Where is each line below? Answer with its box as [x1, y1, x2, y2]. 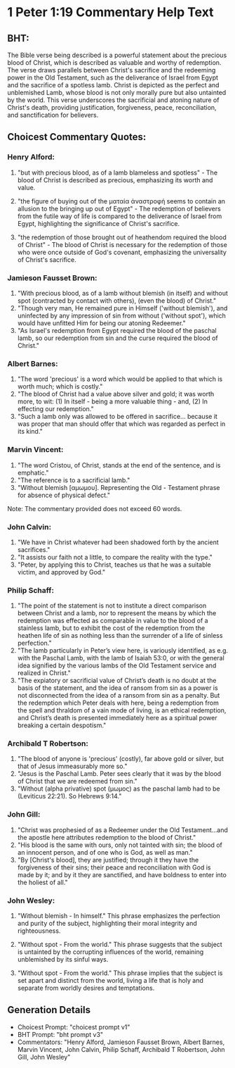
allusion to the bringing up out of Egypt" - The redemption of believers [17, 204, 221, 213]
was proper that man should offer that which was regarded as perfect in [17, 420, 226, 428]
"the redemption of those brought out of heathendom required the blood [17, 233, 227, 241]
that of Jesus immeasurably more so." [17, 762, 128, 771]
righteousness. [17, 926, 61, 935]
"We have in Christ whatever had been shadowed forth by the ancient [17, 538, 219, 546]
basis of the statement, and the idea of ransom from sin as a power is [17, 684, 219, 692]
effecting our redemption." [17, 405, 94, 413]
